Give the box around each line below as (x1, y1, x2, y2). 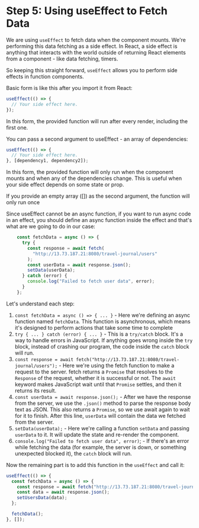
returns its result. (14, 387, 57, 394)
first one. (6, 124, 28, 131)
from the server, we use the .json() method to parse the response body (14, 400, 191, 407)
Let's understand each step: (6, 300, 75, 307)
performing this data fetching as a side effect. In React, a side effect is (6, 43, 178, 50)
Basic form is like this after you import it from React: (6, 84, 133, 91)
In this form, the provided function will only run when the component (6, 169, 174, 176)
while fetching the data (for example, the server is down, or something (14, 443, 187, 450)
